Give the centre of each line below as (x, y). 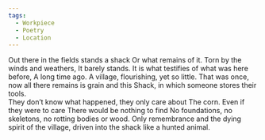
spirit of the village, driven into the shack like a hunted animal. (109, 127)
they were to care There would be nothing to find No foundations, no (120, 111)
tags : (17, 15)
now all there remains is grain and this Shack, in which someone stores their (132, 85)
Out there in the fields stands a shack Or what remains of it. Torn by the (125, 60)
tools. (17, 94)
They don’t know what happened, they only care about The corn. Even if (127, 102)
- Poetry (30, 30)
